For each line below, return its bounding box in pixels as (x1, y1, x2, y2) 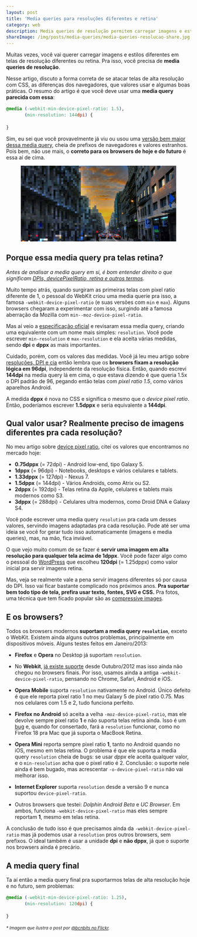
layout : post (6, 9, 38, 15)
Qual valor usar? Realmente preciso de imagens (6, 419, 184, 429)
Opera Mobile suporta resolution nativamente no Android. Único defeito (14, 687, 191, 694)
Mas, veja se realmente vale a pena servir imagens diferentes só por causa (6, 576, 187, 583)
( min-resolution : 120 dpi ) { (24, 901, 93, 906)
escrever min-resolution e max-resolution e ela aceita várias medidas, (6, 335, 177, 342)
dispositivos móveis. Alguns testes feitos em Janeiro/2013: (6, 640, 148, 647)
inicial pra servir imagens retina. (6, 565, 83, 572)
